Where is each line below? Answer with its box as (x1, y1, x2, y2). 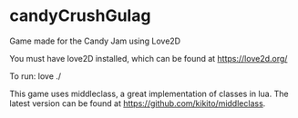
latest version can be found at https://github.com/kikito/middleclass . (9, 97, 266, 109)
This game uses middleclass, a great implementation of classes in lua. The (9, 88, 289, 99)
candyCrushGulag (9, 5, 151, 26)
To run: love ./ (9, 70, 62, 82)
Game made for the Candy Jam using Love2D (9, 35, 180, 46)
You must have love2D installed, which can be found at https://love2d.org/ (9, 53, 288, 64)
